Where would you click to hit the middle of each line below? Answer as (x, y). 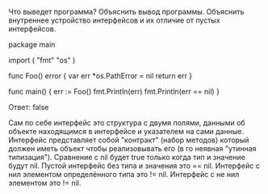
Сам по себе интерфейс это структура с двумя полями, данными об (127, 123)
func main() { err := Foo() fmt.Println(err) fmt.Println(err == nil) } (114, 91)
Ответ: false (29, 107)
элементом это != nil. (45, 183)
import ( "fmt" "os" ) (42, 60)
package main (32, 44)
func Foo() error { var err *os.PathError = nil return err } (100, 76)
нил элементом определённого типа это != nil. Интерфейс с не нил (124, 174)
